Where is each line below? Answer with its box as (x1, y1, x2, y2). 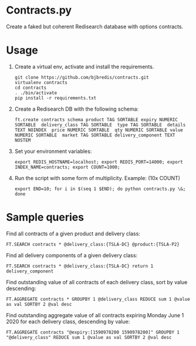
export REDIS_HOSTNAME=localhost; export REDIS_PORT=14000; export (14, 159, 183, 165)
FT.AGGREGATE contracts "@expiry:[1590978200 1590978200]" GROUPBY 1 (6, 329, 180, 335)
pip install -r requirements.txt (14, 95, 97, 101)
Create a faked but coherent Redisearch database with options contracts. (6, 23, 184, 30)
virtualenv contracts (14, 79, 67, 85)
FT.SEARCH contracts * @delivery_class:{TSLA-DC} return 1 (6, 263, 154, 269)
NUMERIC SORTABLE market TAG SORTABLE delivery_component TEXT (14, 132, 175, 138)
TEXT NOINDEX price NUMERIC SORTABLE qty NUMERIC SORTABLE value (14, 127, 183, 133)
